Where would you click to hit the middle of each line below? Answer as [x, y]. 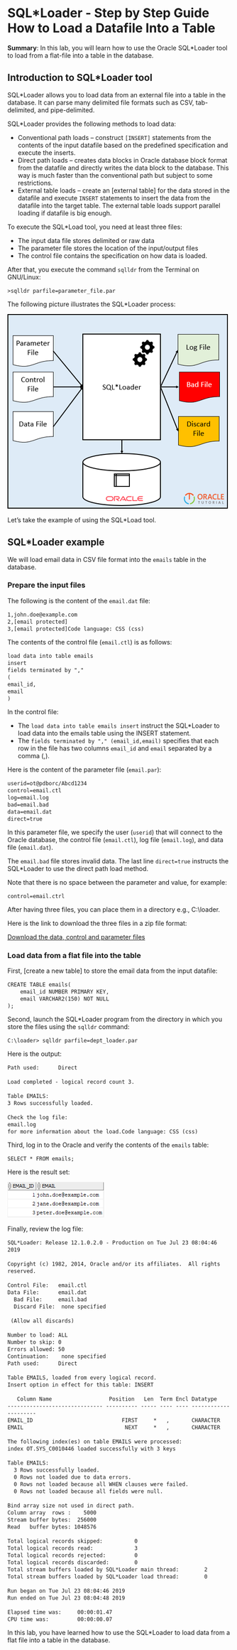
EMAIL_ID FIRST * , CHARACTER [114, 1420]
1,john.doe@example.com [43, 615]
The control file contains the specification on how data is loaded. [112, 255]
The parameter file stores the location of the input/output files [108, 248]
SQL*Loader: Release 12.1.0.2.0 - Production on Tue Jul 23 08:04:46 [112, 1243]
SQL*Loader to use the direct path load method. [78, 868]
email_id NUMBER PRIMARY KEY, [65, 992]
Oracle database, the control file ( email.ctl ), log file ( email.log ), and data [115, 839]
